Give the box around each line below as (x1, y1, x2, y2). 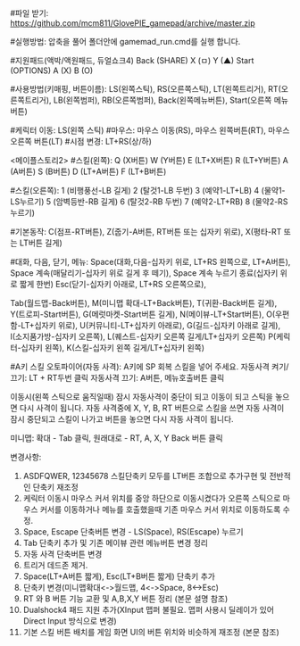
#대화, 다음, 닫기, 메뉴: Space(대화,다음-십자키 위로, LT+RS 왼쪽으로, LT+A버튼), (10, 257, 291, 267)
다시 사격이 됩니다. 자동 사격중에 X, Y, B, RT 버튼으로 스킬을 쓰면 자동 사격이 (19, 402, 285, 413)
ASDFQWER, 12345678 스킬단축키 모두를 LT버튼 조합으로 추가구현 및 (22, 471, 267, 481)
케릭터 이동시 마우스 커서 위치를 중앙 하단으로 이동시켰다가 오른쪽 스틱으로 (22, 493, 281, 503)
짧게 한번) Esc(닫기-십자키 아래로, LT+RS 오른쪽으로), (19, 279, 206, 289)
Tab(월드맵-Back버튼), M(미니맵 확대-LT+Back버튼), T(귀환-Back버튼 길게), (10, 298, 278, 308)
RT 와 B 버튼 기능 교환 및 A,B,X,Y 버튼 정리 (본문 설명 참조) (22, 593, 229, 604)
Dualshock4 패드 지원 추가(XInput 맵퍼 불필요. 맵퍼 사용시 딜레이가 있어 (22, 605, 275, 615)
